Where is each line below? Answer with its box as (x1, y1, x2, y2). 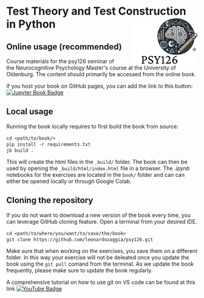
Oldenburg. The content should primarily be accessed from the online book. (6, 71, 196, 77)
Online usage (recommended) (6, 41, 123, 52)
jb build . (6, 147, 34, 154)
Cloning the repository (6, 195, 93, 205)
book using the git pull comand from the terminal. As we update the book (6, 260, 194, 268)
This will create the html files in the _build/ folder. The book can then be (6, 158, 188, 165)
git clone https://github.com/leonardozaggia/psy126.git (6, 236, 154, 243)
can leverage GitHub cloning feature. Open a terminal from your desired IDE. (6, 218, 197, 225)
